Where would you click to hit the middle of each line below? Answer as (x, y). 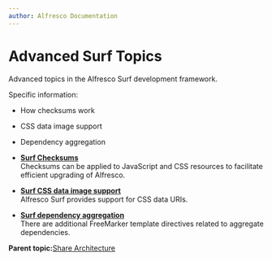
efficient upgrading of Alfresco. (73, 175)
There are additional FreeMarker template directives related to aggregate (142, 224)
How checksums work (57, 110)
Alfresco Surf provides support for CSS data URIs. (104, 199)
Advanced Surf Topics (85, 56)
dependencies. (45, 232)
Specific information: (43, 94)
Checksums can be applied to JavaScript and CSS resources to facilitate (142, 166)
